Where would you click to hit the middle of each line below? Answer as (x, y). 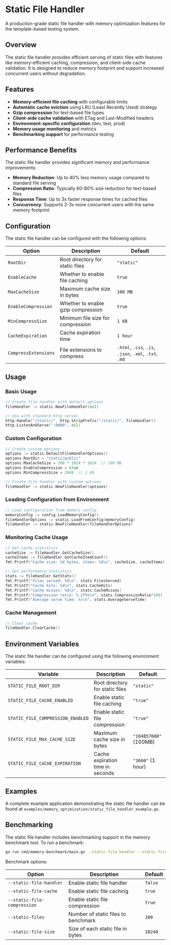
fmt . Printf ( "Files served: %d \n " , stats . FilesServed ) (64, 581)
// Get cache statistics (32, 548)
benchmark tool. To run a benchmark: (45, 842)
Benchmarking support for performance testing (63, 134)
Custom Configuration (34, 438)
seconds (104, 773)
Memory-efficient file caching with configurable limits (70, 102)
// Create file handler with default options (54, 402)
